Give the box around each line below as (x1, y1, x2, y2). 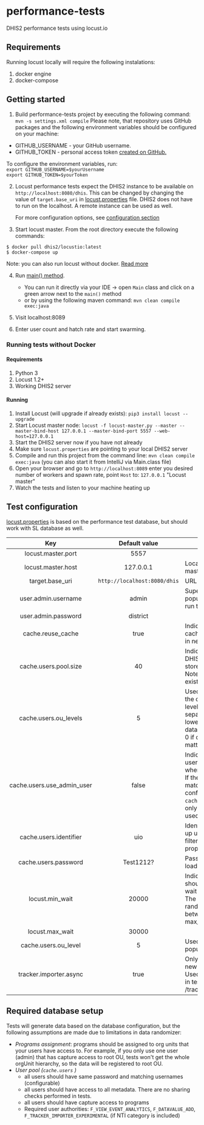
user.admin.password (19, 612, 82, 620)
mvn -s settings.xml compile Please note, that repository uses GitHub (15, 117, 192, 124)
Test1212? (123, 858, 154, 866)
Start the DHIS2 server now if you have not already (15, 438, 143, 446)
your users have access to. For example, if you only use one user (15, 1047, 178, 1054)
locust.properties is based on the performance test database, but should (6, 518, 188, 525)
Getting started (6, 95, 66, 105)
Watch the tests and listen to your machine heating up (15, 484, 151, 491)
